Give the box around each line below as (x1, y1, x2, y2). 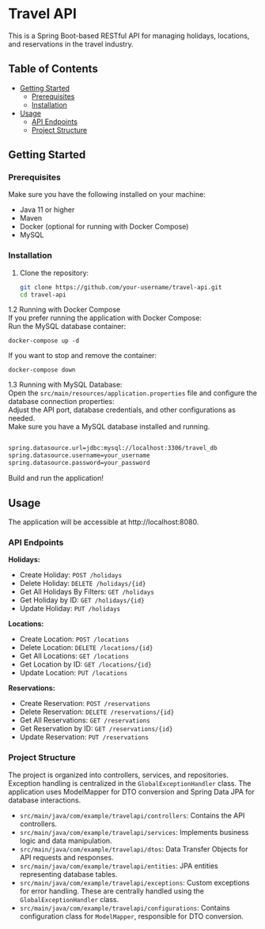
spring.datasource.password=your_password (8, 459, 150, 467)
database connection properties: (8, 397, 115, 406)
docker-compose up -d (8, 337, 80, 345)
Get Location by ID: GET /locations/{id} (19, 659, 152, 669)
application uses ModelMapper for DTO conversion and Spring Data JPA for (8, 787, 256, 796)
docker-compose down (8, 366, 77, 374)
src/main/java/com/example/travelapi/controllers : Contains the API (19, 810, 245, 820)
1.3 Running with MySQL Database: (8, 380, 123, 390)
